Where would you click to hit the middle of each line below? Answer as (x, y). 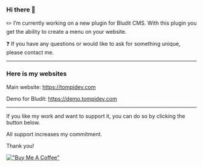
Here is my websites (37, 74)
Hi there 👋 (21, 10)
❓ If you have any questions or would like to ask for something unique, (93, 44)
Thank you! (20, 146)
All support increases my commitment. (54, 134)
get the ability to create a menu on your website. (66, 32)
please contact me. (30, 52)
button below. (23, 122)
